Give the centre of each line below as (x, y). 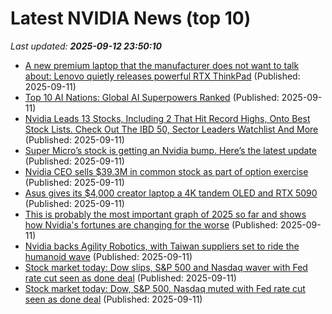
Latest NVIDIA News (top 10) (131, 18)
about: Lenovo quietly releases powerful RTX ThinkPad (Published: (162, 76)
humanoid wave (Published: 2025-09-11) (108, 256)
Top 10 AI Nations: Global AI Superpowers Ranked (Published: (152, 97)
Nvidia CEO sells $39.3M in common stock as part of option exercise (166, 171)
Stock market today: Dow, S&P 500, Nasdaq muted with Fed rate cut (165, 288)
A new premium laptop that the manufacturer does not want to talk (162, 65)
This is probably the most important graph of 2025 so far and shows (165, 214)
